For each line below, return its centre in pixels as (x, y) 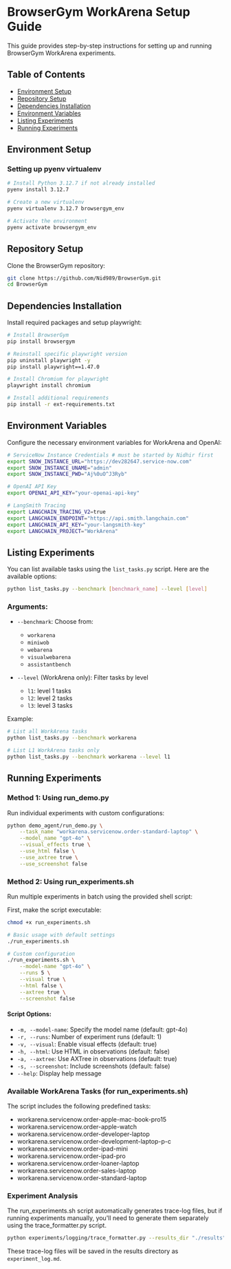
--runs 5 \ (35, 973)
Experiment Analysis (43, 1196)
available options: (32, 576)
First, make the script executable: (54, 910)
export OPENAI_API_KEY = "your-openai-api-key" (73, 493)
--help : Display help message (59, 1073)
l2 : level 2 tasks (50, 698)
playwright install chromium (49, 386)
